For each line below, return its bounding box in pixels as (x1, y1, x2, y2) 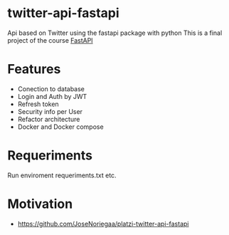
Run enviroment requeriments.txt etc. (7, 171, 117, 179)
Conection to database (17, 84, 85, 93)
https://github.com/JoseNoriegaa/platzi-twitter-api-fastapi (17, 219, 189, 228)
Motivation (7, 196, 73, 211)
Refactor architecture (17, 115, 80, 123)
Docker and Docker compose (17, 122, 105, 131)
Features (7, 61, 61, 78)
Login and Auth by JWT (17, 92, 87, 100)
